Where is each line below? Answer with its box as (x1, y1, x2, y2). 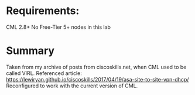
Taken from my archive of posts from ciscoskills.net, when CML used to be (6, 63, 187, 70)
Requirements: (6, 4, 80, 18)
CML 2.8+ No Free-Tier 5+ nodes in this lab (6, 23, 111, 30)
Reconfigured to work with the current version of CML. (6, 82, 138, 89)
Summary (6, 44, 54, 57)
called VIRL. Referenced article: (6, 69, 82, 77)
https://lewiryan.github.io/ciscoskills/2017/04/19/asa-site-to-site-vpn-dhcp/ (6, 76, 189, 83)
